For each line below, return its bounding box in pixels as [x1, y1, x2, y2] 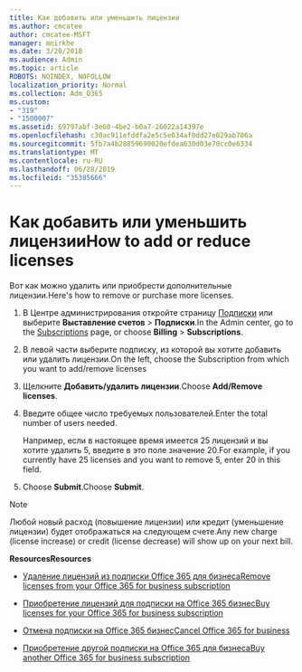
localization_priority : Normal [9, 80, 127, 90]
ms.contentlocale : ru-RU [9, 156, 103, 166]
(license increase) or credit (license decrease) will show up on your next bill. [9, 535, 294, 547]
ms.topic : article [9, 64, 79, 73]
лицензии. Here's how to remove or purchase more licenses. [9, 290, 234, 301]
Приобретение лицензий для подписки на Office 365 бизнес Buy [22, 598, 270, 609]
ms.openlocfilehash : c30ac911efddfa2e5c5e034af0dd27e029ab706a [9, 131, 253, 140]
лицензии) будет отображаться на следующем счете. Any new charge [9, 526, 278, 537]
